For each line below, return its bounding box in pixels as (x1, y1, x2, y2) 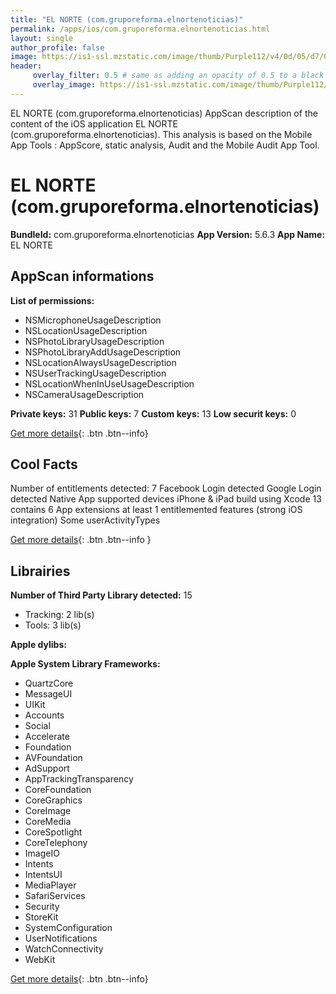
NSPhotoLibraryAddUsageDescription (24, 346, 182, 358)
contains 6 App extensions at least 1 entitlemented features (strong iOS (10, 504, 303, 516)
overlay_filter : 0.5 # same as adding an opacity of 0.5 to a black (32, 71, 325, 81)
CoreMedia (24, 816, 72, 828)
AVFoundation (24, 752, 83, 764)
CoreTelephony (24, 837, 88, 849)
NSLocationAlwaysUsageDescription (24, 356, 177, 368)
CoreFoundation (24, 784, 92, 796)
